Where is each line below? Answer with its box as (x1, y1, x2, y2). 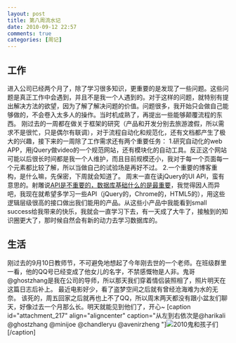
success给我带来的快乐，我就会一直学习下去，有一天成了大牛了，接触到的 (7, 207, 223, 215)
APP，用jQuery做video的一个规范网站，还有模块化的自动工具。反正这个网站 (7, 145, 227, 154)
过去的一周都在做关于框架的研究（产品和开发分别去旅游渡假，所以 (27, 119, 218, 127)
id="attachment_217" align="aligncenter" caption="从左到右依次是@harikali (7, 311, 226, 320)
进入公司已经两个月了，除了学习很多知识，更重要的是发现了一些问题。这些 (7, 84, 223, 92)
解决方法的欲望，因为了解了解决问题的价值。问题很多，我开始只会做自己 (13, 101, 223, 110)
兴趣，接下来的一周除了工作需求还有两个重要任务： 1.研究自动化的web (19, 136, 223, 145)
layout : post (7, 10, 46, 18)
